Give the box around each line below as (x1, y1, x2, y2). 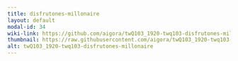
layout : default (7, 17, 55, 24)
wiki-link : (7, 29, 40, 37)
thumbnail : (7, 36, 40, 43)
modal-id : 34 (7, 23, 46, 30)
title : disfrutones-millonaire (7, 10, 100, 18)
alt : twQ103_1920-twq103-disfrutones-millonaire (7, 43, 154, 50)
